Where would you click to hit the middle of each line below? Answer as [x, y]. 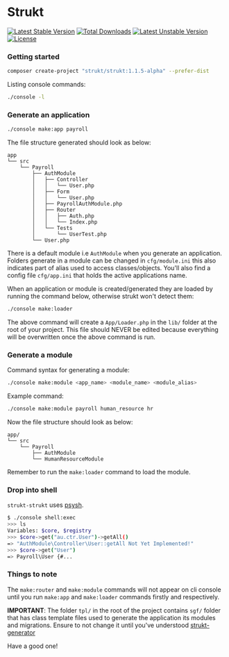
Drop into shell [32, 490]
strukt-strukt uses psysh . [45, 505]
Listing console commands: [46, 85]
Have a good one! [33, 646]
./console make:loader [40, 309]
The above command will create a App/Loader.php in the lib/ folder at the [112, 322]
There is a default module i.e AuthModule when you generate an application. [114, 253]
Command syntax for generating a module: [68, 370]
